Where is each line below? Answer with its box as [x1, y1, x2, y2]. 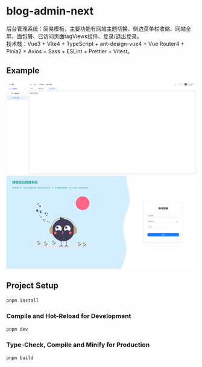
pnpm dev [6, 326, 28, 332]
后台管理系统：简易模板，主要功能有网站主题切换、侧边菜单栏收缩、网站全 [6, 25, 191, 32]
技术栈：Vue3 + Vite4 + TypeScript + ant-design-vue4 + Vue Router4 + [6, 40, 185, 47]
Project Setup [6, 281, 59, 291]
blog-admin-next [6, 4, 94, 18]
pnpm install [6, 297, 39, 304]
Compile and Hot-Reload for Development [6, 311, 131, 320]
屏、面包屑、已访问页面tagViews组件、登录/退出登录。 [6, 32, 142, 40]
